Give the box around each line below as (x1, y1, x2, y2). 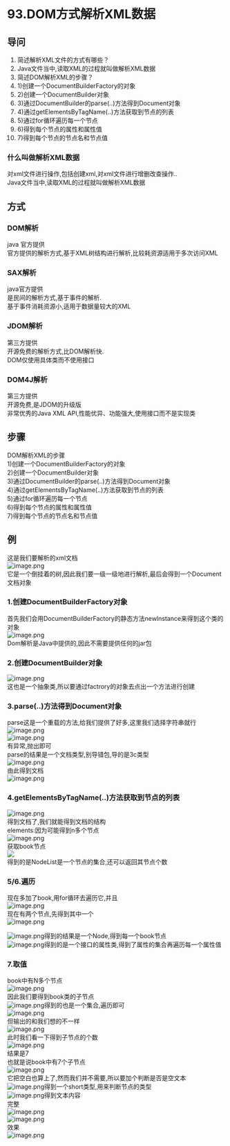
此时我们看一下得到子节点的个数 (7, 1033, 98, 1041)
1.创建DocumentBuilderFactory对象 (7, 597, 128, 607)
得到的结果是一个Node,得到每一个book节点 (44, 931, 167, 940)
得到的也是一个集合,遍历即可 (44, 1001, 125, 1010)
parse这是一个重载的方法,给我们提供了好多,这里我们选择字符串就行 (7, 719, 197, 727)
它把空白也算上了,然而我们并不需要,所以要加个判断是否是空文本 (7, 1074, 186, 1082)
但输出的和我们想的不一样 (7, 1017, 80, 1025)
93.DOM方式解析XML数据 (7, 6, 156, 22)
